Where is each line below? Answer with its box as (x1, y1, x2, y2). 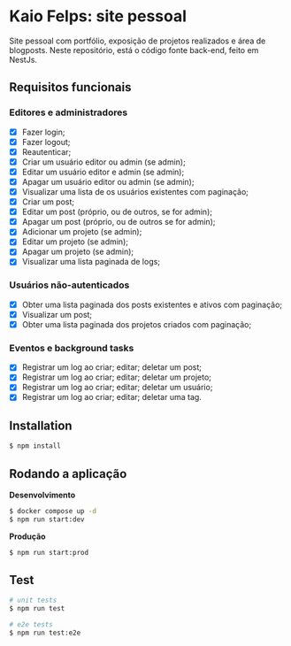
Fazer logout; (21, 136, 71, 147)
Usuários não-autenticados (9, 279, 130, 291)
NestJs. (9, 54, 38, 65)
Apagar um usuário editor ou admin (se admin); (21, 176, 195, 187)
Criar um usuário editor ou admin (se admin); (21, 157, 186, 167)
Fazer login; (21, 127, 65, 137)
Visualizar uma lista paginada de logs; (21, 257, 161, 267)
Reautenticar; (21, 146, 72, 157)
